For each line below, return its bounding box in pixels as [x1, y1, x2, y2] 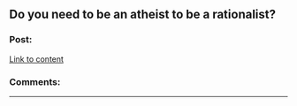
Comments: [9, 75, 61, 87]
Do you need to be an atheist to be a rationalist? [9, 7, 277, 22]
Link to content [9, 53, 65, 64]
